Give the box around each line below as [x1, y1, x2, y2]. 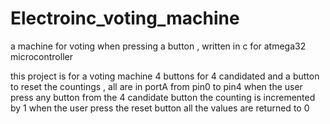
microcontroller [10, 50, 73, 62]
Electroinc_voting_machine [10, 7, 240, 30]
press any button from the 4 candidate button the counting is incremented [10, 91, 316, 103]
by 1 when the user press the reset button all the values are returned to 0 [10, 102, 310, 114]
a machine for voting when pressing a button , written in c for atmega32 [10, 40, 307, 52]
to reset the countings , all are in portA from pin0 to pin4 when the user [10, 80, 303, 92]
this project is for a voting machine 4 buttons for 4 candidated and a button [10, 70, 320, 82]
